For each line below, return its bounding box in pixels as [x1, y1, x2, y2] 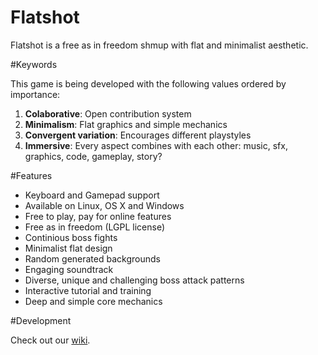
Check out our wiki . [10, 334, 91, 346]
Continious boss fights [24, 231, 118, 243]
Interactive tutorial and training [24, 284, 152, 296]
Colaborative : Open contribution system [24, 107, 192, 120]
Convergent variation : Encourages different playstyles [24, 129, 252, 141]
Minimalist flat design [24, 242, 113, 254]
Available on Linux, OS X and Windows [24, 199, 185, 211]
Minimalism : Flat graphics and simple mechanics [24, 118, 228, 130]
